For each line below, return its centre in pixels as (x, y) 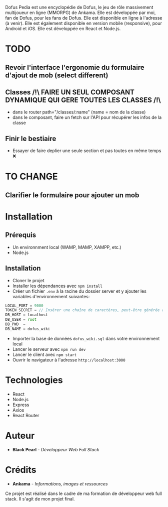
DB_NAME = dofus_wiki (28, 329)
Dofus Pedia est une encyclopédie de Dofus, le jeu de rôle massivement (79, 7)
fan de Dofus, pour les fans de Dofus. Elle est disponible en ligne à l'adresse (84, 18)
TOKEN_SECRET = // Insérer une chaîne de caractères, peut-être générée (82, 310)
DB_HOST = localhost (27, 315)
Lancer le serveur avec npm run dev (49, 349)
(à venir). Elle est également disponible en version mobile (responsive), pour (84, 23)
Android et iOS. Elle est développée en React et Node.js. (63, 29)
